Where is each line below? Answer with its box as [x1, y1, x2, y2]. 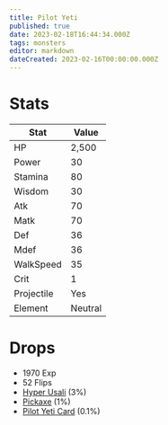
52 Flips [22, 376, 52, 387]
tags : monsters [9, 38, 66, 48]
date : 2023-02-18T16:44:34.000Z [9, 30, 130, 39]
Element [13, 302, 49, 314]
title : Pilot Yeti [9, 13, 78, 22]
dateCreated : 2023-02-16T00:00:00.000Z [9, 55, 159, 64]
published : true [9, 22, 70, 31]
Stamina [13, 170, 49, 182]
